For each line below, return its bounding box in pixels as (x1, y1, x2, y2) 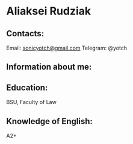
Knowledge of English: (6, 116, 93, 126)
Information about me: (6, 62, 92, 72)
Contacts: (6, 28, 45, 39)
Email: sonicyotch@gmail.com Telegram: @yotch (6, 44, 128, 51)
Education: (6, 82, 48, 93)
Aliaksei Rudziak (6, 4, 91, 18)
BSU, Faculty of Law (6, 99, 57, 106)
